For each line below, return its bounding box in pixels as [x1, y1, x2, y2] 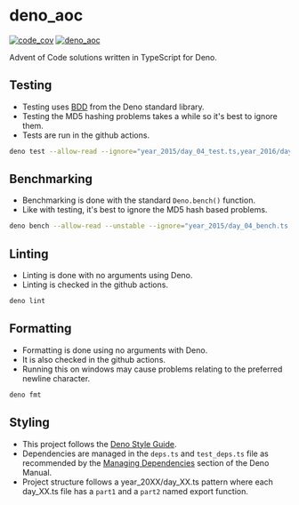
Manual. [21, 467, 53, 477]
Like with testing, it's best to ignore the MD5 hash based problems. [21, 204, 268, 215]
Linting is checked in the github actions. [21, 279, 169, 290]
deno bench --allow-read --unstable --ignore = [9, 221, 185, 231]
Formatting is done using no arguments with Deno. [21, 344, 208, 356]
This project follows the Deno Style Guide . [21, 438, 177, 449]
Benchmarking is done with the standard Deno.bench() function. [21, 195, 256, 205]
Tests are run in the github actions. [21, 130, 149, 140]
